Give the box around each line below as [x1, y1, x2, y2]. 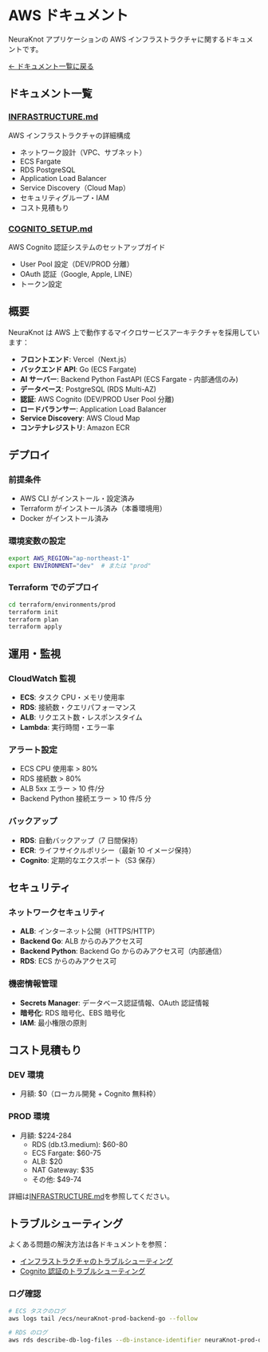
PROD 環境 [8, 1111, 50, 1122]
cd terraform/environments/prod [8, 601, 116, 609]
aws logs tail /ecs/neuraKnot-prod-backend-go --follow [8, 1315, 198, 1322]
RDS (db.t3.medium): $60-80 [31, 1139, 128, 1149]
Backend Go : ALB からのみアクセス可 [19, 936, 144, 946]
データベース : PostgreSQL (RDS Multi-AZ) [19, 384, 157, 394]
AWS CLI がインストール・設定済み [19, 494, 135, 503]
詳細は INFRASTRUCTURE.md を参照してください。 [8, 1191, 174, 1200]
